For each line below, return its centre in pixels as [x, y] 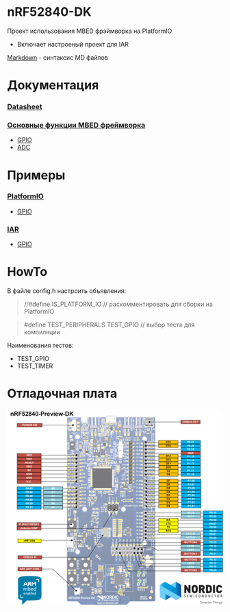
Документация [53, 85]
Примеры [36, 175]
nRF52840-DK [49, 12]
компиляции [42, 332]
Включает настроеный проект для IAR [73, 44]
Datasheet [25, 107]
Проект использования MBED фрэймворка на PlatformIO [90, 31]
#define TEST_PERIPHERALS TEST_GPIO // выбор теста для [109, 325]
